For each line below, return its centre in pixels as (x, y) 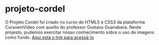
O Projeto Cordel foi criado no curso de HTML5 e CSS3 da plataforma (75, 22)
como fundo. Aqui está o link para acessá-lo (50, 37)
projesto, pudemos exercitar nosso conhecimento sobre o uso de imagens (80, 32)
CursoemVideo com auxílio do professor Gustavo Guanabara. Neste (73, 27)
